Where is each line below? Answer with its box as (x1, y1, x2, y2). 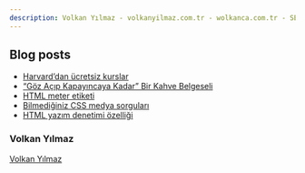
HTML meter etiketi (22, 90, 95, 101)
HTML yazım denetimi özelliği (22, 110, 133, 121)
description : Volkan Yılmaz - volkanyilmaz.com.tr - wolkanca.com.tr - (9, 13, 286, 23)
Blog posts (9, 47, 71, 63)
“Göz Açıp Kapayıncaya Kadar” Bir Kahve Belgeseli (22, 81, 213, 92)
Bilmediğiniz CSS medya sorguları (22, 100, 150, 111)
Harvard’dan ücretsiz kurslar (22, 71, 129, 82)
